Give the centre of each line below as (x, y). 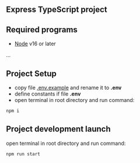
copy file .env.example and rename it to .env (68, 88)
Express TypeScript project (57, 10)
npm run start (23, 154)
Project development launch (58, 129)
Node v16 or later (35, 44)
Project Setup (32, 74)
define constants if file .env (48, 94)
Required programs (42, 30)
